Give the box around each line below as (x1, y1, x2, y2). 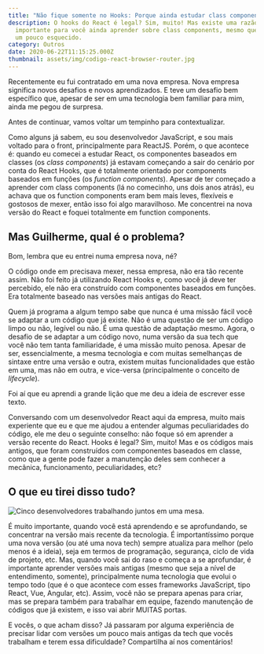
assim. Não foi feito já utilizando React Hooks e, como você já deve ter (8, 274, 236, 284)
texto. (8, 397, 27, 406)
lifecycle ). (8, 373, 40, 383)
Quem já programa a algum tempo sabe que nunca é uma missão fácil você (8, 307, 253, 316)
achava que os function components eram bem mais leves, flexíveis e (8, 190, 234, 200)
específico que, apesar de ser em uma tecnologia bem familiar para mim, (8, 94, 245, 103)
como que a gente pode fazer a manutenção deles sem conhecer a (8, 454, 226, 464)
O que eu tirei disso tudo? (8, 485, 136, 499)
